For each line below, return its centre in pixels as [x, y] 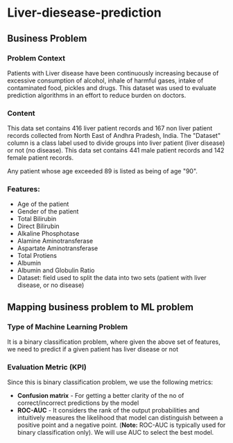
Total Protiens [37, 256]
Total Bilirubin [37, 219]
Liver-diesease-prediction [84, 13]
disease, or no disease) [51, 285]
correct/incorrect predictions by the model [78, 403]
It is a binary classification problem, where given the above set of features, [114, 342]
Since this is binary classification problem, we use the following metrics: [110, 382]
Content [21, 113]
